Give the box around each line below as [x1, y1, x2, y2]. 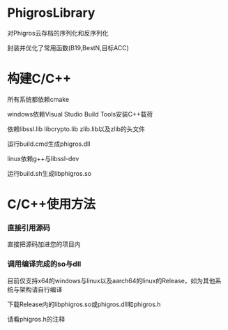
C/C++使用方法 [7, 197, 96, 212]
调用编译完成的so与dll [7, 260, 82, 269]
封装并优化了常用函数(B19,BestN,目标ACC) [7, 43, 129, 52]
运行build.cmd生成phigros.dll [7, 140, 91, 148]
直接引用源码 [7, 223, 51, 232]
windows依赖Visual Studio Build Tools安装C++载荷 [7, 110, 153, 118]
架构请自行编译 [19, 285, 63, 294]
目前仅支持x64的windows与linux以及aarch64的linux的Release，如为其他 [7, 276, 215, 285]
